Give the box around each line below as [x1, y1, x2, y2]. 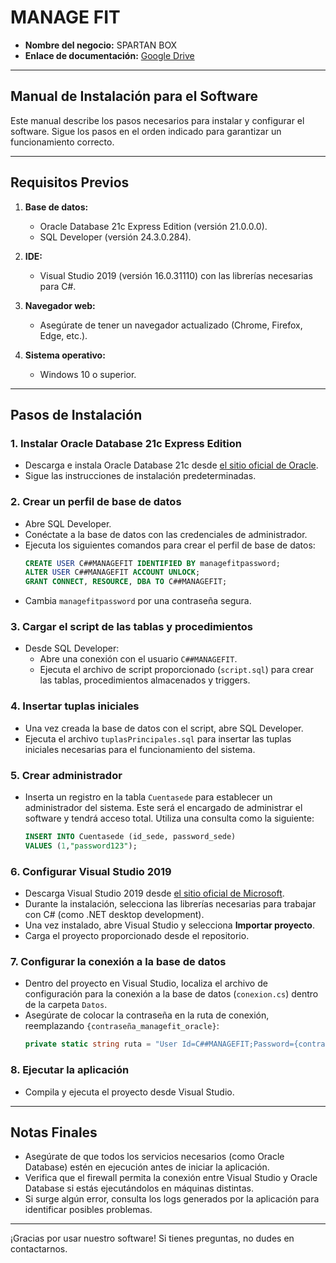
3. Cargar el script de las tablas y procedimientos [10, 620, 253, 634]
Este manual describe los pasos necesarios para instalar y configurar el [10, 114, 305, 126]
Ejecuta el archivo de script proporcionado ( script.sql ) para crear [39, 664, 314, 676]
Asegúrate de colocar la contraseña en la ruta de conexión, [24, 1009, 270, 1021]
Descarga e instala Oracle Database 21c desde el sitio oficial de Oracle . [24, 459, 319, 471]
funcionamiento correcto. [10, 136, 115, 148]
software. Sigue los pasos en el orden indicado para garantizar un [10, 125, 282, 137]
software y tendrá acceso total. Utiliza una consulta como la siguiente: [24, 812, 315, 825]
